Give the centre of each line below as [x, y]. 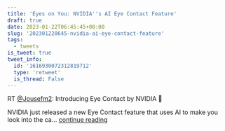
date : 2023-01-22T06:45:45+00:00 [56, 27]
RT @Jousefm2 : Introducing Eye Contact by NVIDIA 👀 [85, 99]
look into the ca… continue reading [57, 120]
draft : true [25, 20]
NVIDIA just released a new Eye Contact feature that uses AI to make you [113, 112]
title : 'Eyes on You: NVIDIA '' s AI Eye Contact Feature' [92, 14]
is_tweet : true [29, 53]
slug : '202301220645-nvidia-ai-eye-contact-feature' [86, 33]
